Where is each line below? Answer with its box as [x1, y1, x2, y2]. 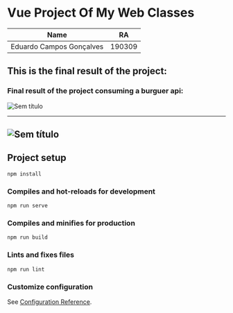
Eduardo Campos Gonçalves [10, 42, 104, 51]
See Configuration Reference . [7, 298, 92, 306]
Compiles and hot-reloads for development [7, 186, 156, 196]
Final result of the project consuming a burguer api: [7, 86, 184, 96]
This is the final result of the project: [7, 65, 168, 77]
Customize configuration [7, 282, 94, 291]
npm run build [7, 234, 49, 241]
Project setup [7, 152, 67, 164]
